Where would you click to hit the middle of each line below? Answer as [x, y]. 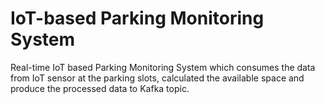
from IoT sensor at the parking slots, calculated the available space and [157, 78]
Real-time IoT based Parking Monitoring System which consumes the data [163, 67]
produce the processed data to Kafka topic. [100, 88]
